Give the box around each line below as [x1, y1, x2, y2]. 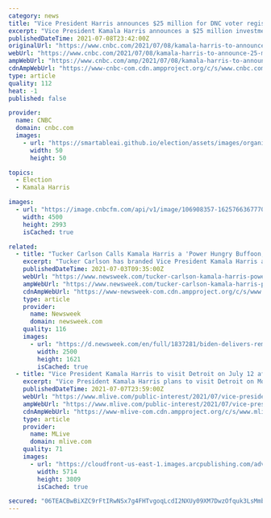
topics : [8, 169, 35, 177]
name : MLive [29, 430, 70, 438]
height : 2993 [23, 220, 67, 228]
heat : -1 [8, 86, 38, 95]
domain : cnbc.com [15, 124, 74, 132]
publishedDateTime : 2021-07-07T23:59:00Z [23, 385, 164, 394]
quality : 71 [23, 445, 63, 453]
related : [8, 243, 38, 251]
